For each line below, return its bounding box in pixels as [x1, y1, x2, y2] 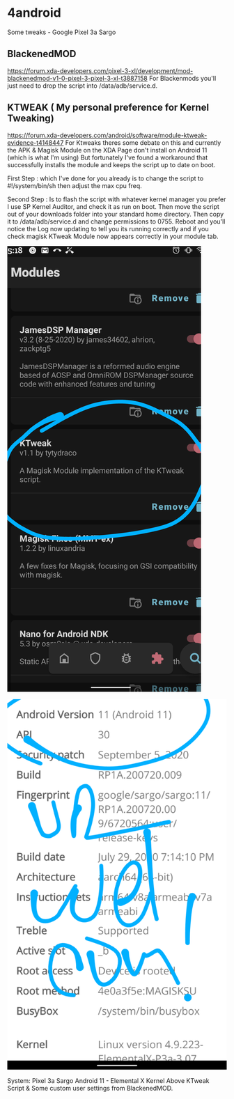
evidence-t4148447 [7, 138, 64, 147]
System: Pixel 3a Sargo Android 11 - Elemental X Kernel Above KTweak [7, 1077, 210, 1085]
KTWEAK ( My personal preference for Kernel [7, 102, 210, 114]
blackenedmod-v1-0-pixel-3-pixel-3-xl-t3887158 [7, 74, 148, 82]
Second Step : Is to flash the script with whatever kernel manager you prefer [7, 195, 226, 203]
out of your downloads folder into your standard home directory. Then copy [7, 210, 224, 218]
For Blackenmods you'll [148, 74, 217, 82]
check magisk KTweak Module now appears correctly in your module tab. [7, 232, 219, 240]
